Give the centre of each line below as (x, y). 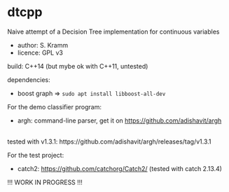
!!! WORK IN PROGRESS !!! (45, 182)
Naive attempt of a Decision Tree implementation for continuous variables (113, 32)
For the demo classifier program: (54, 107)
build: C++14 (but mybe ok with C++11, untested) (78, 66)
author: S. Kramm (43, 45)
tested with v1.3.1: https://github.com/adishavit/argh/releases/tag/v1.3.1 (109, 142)
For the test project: (36, 155)
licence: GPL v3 (40, 53)
